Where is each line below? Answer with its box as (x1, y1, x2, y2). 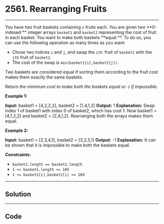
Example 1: (5, 93, 28, 99)
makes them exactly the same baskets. (5, 74, 83, 80)
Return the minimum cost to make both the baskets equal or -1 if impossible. (5, 83, 158, 89)
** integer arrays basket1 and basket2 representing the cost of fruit (22, 29, 157, 35)
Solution (5, 190, 31, 199)
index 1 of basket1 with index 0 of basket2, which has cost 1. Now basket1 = (5, 107, 157, 113)
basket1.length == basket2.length (12, 162, 82, 167)
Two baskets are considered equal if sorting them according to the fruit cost (5, 69, 158, 75)
